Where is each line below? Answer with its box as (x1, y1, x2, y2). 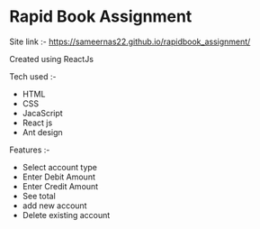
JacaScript (22, 107, 63, 118)
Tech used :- (9, 70, 57, 82)
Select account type (22, 161, 97, 172)
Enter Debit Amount (22, 171, 96, 182)
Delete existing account (22, 209, 111, 220)
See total (22, 190, 56, 201)
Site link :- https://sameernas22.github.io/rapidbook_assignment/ (9, 36, 251, 47)
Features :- (9, 144, 50, 155)
